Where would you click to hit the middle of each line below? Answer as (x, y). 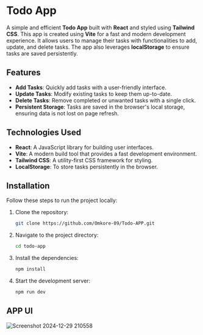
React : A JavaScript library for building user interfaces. (84, 147)
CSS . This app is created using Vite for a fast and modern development (96, 34)
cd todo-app (30, 247)
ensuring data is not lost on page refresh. (67, 113)
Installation (28, 186)
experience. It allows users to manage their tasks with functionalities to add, (102, 40)
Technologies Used (44, 133)
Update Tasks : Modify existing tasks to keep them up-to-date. (94, 94)
